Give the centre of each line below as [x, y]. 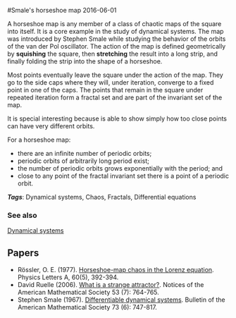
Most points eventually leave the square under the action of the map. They [115, 75]
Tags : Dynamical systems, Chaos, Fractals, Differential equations [102, 197]
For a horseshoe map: [39, 140]
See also [22, 215]
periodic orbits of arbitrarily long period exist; [83, 161]
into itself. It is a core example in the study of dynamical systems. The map [116, 31]
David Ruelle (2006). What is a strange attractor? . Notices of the [111, 285]
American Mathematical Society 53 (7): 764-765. [88, 293]
